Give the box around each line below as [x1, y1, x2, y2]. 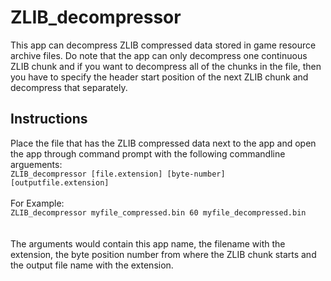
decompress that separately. [10, 81, 128, 93]
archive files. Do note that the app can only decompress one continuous [10, 49, 308, 61]
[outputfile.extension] [10, 177, 110, 188]
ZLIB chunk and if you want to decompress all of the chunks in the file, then [10, 60, 322, 72]
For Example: [10, 197, 65, 209]
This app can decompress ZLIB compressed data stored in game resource [10, 39, 317, 51]
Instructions [10, 111, 88, 128]
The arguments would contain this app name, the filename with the [10, 237, 286, 250]
